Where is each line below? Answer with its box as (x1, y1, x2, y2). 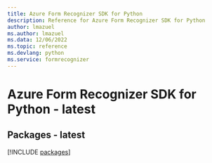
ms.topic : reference (7, 43, 68, 50)
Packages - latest (7, 129, 86, 141)
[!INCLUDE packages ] (7, 148, 71, 156)
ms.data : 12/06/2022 (7, 37, 68, 44)
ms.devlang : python (7, 50, 65, 57)
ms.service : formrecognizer (7, 56, 90, 63)
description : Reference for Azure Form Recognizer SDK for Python (7, 17, 206, 24)
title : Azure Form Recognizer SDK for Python (7, 10, 143, 18)
